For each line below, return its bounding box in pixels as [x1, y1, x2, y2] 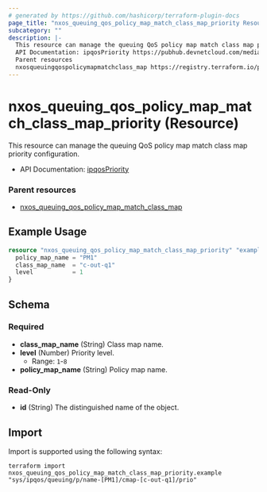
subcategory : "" [8, 26, 62, 34]
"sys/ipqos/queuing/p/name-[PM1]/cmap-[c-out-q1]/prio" [8, 475, 197, 484]
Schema [8, 298, 50, 311]
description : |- [8, 33, 62, 42]
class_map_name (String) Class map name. [19, 339, 164, 349]
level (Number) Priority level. [19, 348, 115, 357]
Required [8, 321, 44, 332]
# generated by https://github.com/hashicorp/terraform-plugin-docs [8, 11, 240, 20]
